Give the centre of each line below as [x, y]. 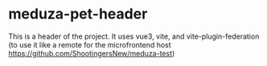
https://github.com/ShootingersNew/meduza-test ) [92, 53]
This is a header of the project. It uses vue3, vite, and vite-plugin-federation [134, 36]
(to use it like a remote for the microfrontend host [90, 44]
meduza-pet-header [78, 14]
